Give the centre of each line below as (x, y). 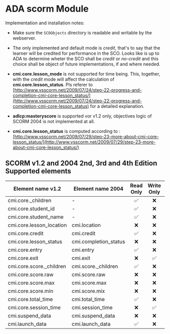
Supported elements (38, 171)
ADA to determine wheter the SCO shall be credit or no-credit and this (86, 58)
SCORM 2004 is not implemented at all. (54, 121)
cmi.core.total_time (30, 299)
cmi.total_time (88, 299)
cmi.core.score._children (37, 266)
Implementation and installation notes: (45, 23)
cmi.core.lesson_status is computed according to (65, 131)
